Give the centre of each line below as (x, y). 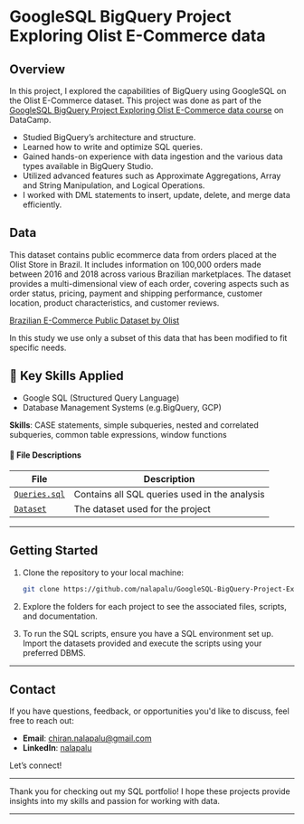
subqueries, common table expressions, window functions (119, 434)
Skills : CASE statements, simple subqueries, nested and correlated (134, 425)
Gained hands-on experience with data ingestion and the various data (152, 156)
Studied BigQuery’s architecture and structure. (109, 137)
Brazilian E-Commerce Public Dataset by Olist (95, 320)
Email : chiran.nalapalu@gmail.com (87, 738)
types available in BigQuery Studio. (88, 166)
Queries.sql (40, 494)
